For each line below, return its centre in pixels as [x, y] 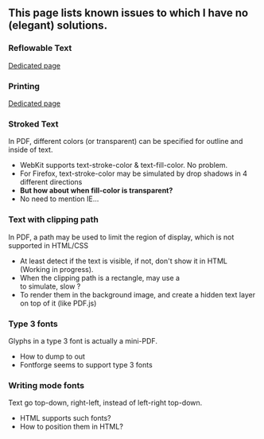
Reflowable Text [40, 49]
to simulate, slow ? [50, 286]
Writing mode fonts [47, 385]
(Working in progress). [56, 269]
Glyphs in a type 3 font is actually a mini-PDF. [83, 340]
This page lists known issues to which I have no [128, 13]
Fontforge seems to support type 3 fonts [86, 364]
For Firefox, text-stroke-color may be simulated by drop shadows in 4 [134, 173]
